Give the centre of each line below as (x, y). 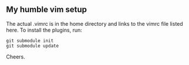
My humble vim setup (46, 10)
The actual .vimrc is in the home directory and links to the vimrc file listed (95, 23)
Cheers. (16, 57)
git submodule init (30, 40)
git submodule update (33, 46)
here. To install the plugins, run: (44, 30)
